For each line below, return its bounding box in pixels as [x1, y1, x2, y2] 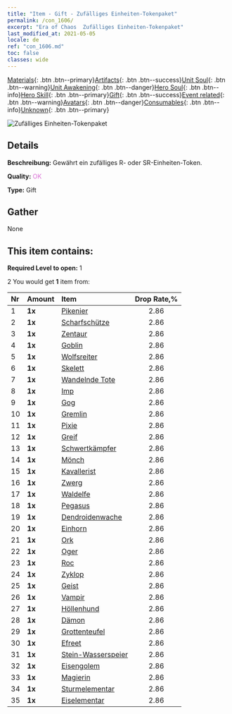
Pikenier [60, 306, 89, 316]
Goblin [60, 340, 83, 350]
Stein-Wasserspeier [60, 650, 129, 660]
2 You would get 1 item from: [7, 278, 90, 286]
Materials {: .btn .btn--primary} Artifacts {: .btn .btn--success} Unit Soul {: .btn [7, 75, 226, 84]
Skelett [60, 364, 84, 374]
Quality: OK [7, 172, 42, 180]
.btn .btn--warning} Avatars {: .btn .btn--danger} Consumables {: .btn [7, 98, 202, 106]
